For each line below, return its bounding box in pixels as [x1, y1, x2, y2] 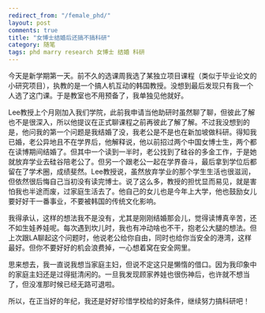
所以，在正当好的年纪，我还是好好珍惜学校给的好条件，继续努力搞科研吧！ [8, 296, 250, 305]
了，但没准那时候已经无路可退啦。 [8, 280, 119, 288]
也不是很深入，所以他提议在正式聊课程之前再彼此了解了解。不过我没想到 [8, 118, 243, 126]
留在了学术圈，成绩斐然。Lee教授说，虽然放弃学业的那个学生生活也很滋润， [8, 167, 256, 176]
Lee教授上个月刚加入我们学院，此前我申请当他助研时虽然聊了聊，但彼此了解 [8, 107, 256, 117]
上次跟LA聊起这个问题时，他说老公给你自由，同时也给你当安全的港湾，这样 [8, 233, 252, 242]
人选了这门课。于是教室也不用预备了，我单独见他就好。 [8, 91, 188, 100]
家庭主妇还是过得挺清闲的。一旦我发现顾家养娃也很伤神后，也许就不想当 [14, 270, 250, 279]
